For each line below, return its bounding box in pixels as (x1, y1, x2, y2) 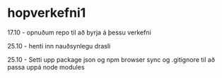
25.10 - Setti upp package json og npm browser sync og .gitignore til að (7, 55, 216, 64)
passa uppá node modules (7, 63, 85, 71)
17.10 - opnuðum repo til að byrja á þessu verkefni (7, 28, 152, 37)
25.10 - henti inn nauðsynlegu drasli (7, 41, 111, 50)
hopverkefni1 (7, 5, 86, 21)
